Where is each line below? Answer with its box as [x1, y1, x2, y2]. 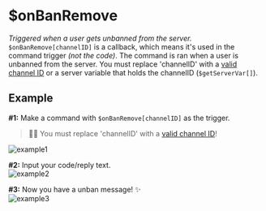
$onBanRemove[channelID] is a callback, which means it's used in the [8, 41, 235, 51]
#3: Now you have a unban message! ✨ [8, 184, 142, 194]
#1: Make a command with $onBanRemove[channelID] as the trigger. [8, 113, 230, 123]
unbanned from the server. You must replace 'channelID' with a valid [8, 59, 238, 69]
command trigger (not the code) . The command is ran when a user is [8, 50, 239, 60]
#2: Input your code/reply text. [8, 160, 111, 170]
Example [8, 92, 54, 105]
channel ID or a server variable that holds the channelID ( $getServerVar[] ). [8, 67, 258, 77]
